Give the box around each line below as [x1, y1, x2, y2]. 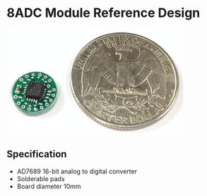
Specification [6, 148, 67, 160]
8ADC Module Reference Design [6, 5, 201, 21]
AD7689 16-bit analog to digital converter [16, 167, 137, 176]
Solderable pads [16, 174, 65, 183]
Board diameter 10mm [16, 182, 82, 190]
